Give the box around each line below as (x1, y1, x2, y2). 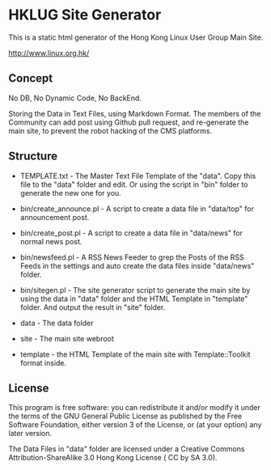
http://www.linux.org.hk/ (8, 48, 90, 57)
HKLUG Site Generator (8, 6, 162, 24)
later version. (8, 429, 53, 438)
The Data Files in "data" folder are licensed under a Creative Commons (8, 444, 245, 454)
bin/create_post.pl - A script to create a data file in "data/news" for (19, 228, 243, 238)
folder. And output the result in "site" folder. (19, 302, 166, 312)
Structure (8, 150, 58, 163)
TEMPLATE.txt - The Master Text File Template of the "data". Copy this (19, 171, 256, 180)
